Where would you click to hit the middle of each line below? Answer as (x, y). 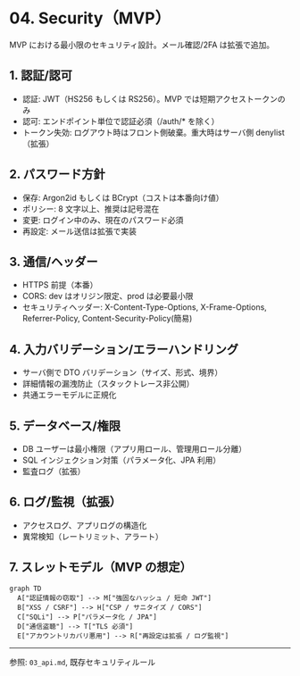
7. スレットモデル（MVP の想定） (100, 568)
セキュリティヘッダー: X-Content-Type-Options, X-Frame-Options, (145, 307)
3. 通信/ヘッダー (54, 261)
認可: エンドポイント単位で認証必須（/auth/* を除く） (121, 121)
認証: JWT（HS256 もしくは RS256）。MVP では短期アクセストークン (150, 98)
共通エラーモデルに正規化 (69, 395)
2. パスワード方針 (57, 175)
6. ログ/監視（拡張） (66, 502)
